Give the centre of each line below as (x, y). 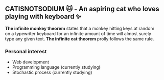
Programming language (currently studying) (56, 67)
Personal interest (26, 51)
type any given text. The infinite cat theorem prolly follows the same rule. (80, 39)
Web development (31, 62)
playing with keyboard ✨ (43, 17)
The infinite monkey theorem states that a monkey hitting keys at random (80, 28)
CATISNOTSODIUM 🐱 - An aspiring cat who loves (82, 9)
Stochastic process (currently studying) (52, 72)
